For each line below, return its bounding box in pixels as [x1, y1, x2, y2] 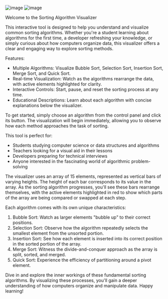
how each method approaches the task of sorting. [5, 123, 109, 129]
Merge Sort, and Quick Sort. [12, 70, 71, 76]
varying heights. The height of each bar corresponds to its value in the [5, 179, 151, 184]
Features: [5, 55, 25, 61]
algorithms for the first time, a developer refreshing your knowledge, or [5, 35, 152, 41]
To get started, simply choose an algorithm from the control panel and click [5, 112, 161, 118]
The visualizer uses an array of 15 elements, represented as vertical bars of [5, 173, 161, 179]
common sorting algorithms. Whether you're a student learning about [5, 30, 149, 35]
